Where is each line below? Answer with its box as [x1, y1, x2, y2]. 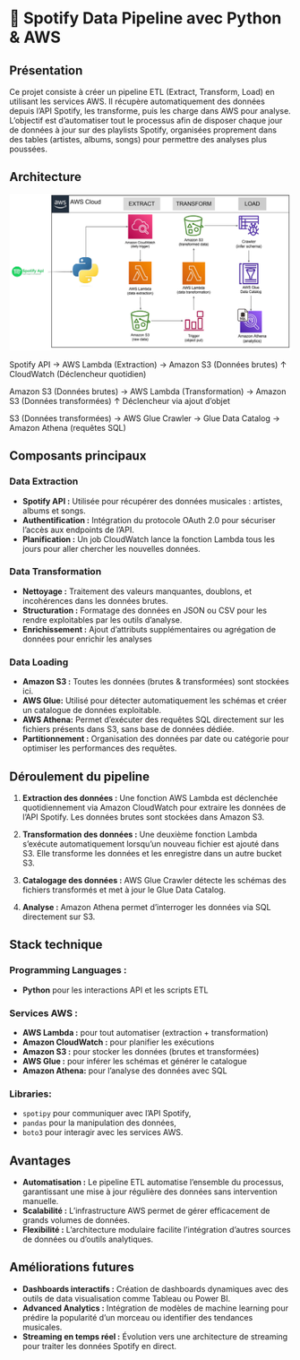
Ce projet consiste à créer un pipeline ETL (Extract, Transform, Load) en [9, 87, 275, 97]
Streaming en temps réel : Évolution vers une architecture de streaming [21, 1330, 288, 1342]
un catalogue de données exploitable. [21, 705, 162, 716]
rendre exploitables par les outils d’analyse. [21, 614, 183, 625]
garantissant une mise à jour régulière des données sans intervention [21, 1186, 278, 1197]
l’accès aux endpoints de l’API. [21, 524, 134, 535]
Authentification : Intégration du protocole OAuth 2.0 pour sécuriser [21, 514, 276, 525]
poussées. [9, 143, 47, 154]
